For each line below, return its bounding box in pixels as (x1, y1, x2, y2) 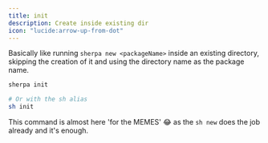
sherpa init (8, 81, 48, 89)
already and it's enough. (8, 125, 89, 135)
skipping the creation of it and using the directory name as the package (8, 57, 245, 66)
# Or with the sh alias (8, 95, 88, 104)
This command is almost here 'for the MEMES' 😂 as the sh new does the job (8, 117, 261, 126)
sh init (8, 103, 35, 111)
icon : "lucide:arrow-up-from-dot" (8, 26, 124, 34)
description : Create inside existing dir (8, 19, 149, 27)
